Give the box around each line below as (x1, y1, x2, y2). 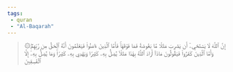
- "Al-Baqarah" (10, 23, 54, 29)
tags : (7, 10, 23, 17)
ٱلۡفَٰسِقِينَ (24, 57, 42, 65)
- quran (10, 16, 33, 23)
